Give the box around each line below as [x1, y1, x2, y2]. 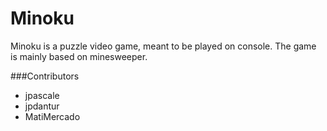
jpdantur [24, 100, 60, 112]
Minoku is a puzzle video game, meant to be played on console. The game [10, 40, 317, 52]
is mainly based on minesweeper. [10, 50, 148, 62]
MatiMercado [24, 110, 81, 122]
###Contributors [10, 70, 80, 82]
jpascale [24, 89, 60, 101]
